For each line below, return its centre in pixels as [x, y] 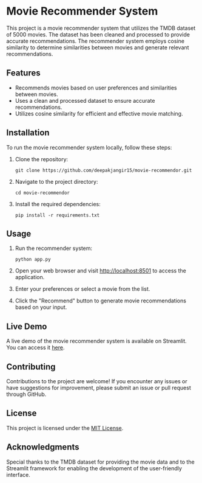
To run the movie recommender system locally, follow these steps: [89, 147]
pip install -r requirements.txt [57, 215]
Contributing [31, 367]
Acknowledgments [43, 447]
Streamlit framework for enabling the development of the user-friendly [94, 468]
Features [23, 73]
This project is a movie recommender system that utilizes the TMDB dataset [101, 28]
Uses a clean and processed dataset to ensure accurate [85, 100]
